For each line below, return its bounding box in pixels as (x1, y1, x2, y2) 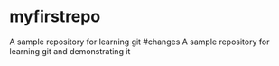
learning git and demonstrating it (9, 45, 131, 56)
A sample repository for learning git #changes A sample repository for (9, 36, 270, 47)
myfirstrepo (9, 6, 101, 27)
